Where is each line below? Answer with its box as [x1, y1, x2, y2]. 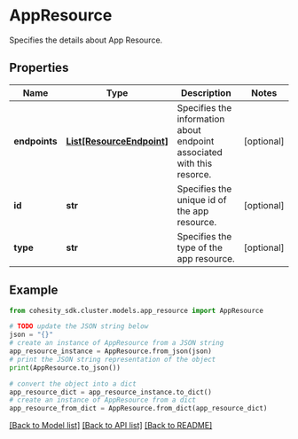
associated [176, 145, 223, 158]
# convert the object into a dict [9, 379, 137, 388]
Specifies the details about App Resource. [9, 35, 163, 45]
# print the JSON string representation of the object [9, 355, 216, 364]
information [176, 113, 225, 125]
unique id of [176, 193, 227, 206]
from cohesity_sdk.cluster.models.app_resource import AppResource [9, 306, 264, 315]
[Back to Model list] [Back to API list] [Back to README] [9, 420, 213, 431]
